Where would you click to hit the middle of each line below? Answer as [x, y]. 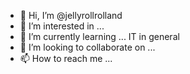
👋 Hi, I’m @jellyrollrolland [71, 15]
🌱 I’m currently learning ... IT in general [99, 36]
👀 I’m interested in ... [62, 26]
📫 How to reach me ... [66, 58]
